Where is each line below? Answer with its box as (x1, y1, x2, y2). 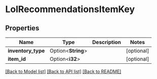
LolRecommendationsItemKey (5, 4, 135, 15)
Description (92, 39, 122, 46)
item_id (8, 56, 26, 62)
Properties (5, 24, 40, 32)
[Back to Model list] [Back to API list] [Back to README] (5, 68, 122, 74)
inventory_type (8, 47, 45, 54)
